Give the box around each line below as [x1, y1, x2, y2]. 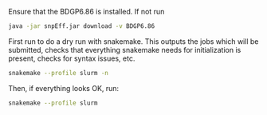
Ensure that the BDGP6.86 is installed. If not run [8, 7, 165, 16]
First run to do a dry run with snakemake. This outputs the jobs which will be [8, 36, 259, 46]
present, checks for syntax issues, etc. [8, 54, 135, 63]
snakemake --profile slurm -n [8, 69, 109, 77]
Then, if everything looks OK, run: [8, 83, 120, 93]
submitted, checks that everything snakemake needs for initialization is [8, 45, 241, 54]
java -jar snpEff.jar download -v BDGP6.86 [8, 22, 155, 30]
